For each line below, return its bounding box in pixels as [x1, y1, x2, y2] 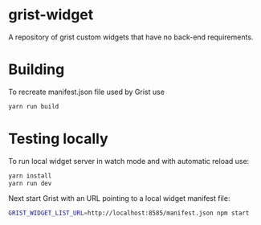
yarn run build [8, 102, 59, 110]
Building [8, 60, 65, 79]
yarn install [8, 171, 52, 180]
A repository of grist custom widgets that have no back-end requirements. [8, 32, 254, 42]
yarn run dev [8, 179, 52, 187]
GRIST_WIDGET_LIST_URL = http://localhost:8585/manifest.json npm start [8, 209, 250, 218]
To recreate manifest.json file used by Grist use [8, 87, 165, 96]
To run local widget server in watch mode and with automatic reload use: [8, 156, 250, 166]
